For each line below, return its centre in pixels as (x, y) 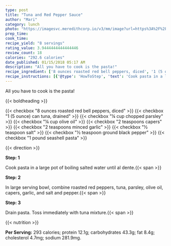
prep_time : (17, 34)
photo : (12, 29)
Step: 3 (13, 203)
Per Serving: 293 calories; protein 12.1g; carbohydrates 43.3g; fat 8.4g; (80, 232)
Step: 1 (13, 157)
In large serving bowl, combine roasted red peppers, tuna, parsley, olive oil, (84, 187)
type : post (17, 10)
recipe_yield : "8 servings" (35, 43)
